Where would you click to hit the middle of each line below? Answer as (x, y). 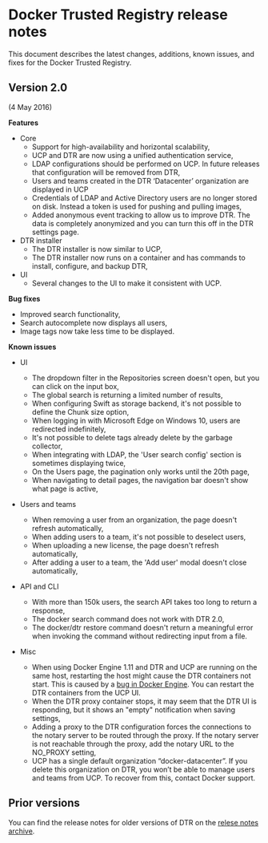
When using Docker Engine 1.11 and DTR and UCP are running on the (144, 667)
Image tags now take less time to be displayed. (97, 331)
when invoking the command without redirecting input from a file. (140, 636)
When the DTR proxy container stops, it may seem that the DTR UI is (144, 701)
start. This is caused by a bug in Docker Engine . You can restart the (143, 684)
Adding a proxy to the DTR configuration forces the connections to (142, 727)
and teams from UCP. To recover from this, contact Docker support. (144, 778)
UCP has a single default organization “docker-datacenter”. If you (140, 760)
